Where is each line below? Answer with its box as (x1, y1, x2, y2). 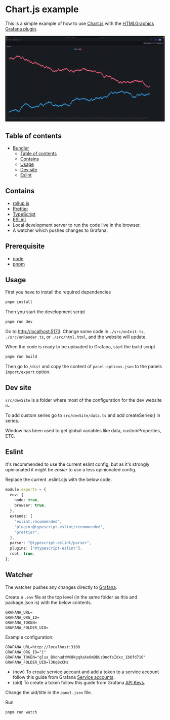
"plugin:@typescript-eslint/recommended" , (14, 524, 105, 529)
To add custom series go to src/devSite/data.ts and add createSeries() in (5, 412, 161, 418)
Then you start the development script (5, 309, 85, 315)
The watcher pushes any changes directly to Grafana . (5, 584, 117, 590)
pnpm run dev (5, 319, 33, 324)
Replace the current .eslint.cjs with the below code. (5, 476, 112, 483)
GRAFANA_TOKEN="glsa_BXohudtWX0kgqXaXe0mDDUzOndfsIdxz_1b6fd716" (5, 654, 146, 659)
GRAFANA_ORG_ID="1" (5, 649, 47, 654)
